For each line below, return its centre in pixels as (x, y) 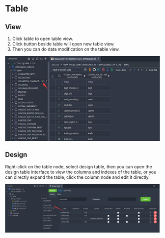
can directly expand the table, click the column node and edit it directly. (77, 177)
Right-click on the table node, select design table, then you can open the (79, 166)
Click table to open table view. (43, 39)
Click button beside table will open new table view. (63, 44)
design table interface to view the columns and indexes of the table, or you (81, 172)
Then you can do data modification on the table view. (66, 49)
